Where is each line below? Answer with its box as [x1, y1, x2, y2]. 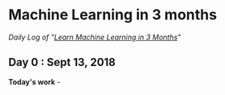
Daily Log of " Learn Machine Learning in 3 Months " [8, 32, 181, 42]
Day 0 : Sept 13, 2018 [8, 56, 116, 69]
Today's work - [8, 76, 61, 86]
